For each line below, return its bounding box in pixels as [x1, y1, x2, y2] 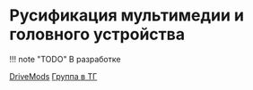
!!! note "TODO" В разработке [9, 53, 121, 64]
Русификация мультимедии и [9, 5, 245, 26]
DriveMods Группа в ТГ [9, 70, 98, 81]
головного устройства [9, 24, 186, 45]
